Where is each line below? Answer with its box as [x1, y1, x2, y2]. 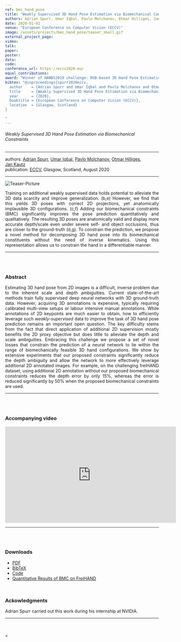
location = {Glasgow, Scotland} [9, 103, 78, 108]
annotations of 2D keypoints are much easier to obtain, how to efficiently [5, 311, 159, 317]
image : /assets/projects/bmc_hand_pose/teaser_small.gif [5, 30, 123, 35]
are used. [5, 384, 24, 390]
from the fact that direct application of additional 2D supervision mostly [5, 326, 159, 332]
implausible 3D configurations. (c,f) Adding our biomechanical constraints [5, 206, 159, 211]
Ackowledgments [5, 597, 48, 604]
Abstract [5, 274, 27, 280]
